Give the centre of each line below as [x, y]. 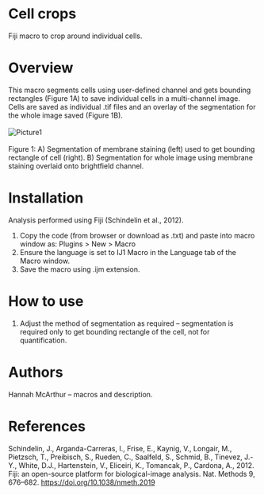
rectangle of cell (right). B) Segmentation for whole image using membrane [131, 157]
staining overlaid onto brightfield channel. [76, 166]
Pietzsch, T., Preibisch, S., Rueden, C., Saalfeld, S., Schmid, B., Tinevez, [126, 457]
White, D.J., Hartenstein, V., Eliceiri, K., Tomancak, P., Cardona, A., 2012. [136, 465]
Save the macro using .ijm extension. [80, 269]
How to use [46, 301]
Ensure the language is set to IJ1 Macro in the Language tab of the [128, 252]
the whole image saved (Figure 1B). [65, 115]
